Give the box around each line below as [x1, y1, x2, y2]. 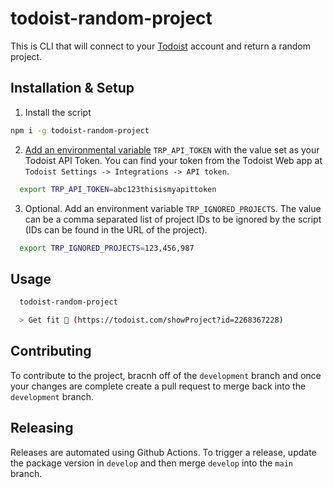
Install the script [24, 106, 92, 118]
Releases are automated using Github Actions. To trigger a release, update [10, 446, 317, 458]
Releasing [10, 420, 74, 437]
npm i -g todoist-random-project [10, 125, 150, 136]
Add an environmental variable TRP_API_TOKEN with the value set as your [24, 143, 320, 156]
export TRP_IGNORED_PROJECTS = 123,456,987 [19, 243, 195, 253]
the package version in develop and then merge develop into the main [10, 457, 293, 469]
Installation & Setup [10, 80, 135, 97]
